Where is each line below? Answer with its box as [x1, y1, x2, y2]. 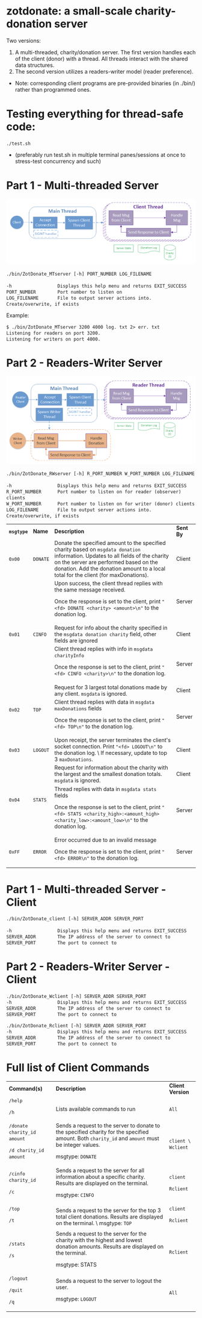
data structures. [14, 61, 55, 69]
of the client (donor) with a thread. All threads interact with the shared [14, 55, 188, 62]
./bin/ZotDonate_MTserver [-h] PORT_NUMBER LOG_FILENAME [6, 271, 152, 277]
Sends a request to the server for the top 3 [56, 1207, 161, 1214]
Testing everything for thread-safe [6, 107, 184, 121]
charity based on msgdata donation [54, 546, 141, 553]
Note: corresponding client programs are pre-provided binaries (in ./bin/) [14, 80, 195, 87]
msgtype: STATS [56, 1261, 97, 1269]
